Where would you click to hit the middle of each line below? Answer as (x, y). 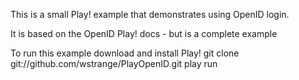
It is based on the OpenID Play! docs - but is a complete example (144, 33)
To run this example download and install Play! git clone (125, 53)
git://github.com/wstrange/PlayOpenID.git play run (114, 63)
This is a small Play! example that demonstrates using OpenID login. (150, 14)
